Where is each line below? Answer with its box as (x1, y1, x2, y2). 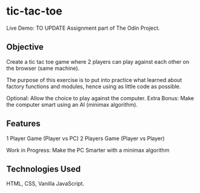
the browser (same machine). (6, 64, 80, 72)
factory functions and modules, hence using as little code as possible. (6, 83, 181, 90)
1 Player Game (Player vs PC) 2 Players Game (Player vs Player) (6, 135, 165, 142)
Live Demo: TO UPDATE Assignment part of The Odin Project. (6, 24, 160, 32)
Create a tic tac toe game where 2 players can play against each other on (6, 58, 190, 65)
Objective (6, 42, 44, 52)
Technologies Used (6, 164, 81, 174)
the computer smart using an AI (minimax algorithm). (6, 101, 138, 108)
